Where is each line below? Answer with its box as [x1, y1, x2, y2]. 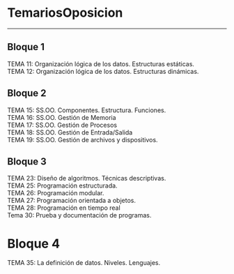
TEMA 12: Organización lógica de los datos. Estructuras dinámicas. [7, 67, 199, 75]
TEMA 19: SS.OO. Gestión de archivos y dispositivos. [7, 135, 158, 144]
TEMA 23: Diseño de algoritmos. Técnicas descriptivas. [7, 174, 166, 183]
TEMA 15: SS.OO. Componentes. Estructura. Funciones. [7, 106, 166, 114]
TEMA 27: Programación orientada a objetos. [7, 197, 136, 205]
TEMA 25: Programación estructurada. [7, 181, 118, 190]
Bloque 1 [7, 41, 45, 53]
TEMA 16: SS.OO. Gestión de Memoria [7, 113, 116, 121]
